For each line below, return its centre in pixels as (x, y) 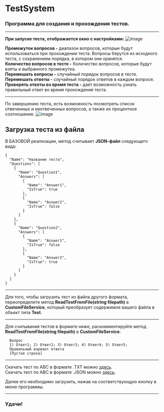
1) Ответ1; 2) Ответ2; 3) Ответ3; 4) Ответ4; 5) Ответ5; (69, 345)
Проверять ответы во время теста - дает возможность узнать (71, 85)
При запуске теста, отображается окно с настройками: (65, 39)
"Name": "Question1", (40, 173)
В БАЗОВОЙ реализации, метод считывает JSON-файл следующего (76, 141)
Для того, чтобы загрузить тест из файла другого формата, (67, 297)
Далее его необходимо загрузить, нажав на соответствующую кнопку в (81, 382)
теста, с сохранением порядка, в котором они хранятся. (64, 59)
